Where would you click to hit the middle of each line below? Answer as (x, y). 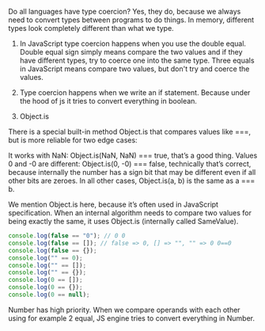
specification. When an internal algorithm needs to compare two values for (130, 213)
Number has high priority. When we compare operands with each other (124, 310)
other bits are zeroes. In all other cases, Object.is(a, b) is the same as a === (132, 181)
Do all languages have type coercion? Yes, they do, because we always (125, 11)
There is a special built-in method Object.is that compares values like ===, (130, 131)
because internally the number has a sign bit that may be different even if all (132, 172)
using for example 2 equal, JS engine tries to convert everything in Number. (132, 318)
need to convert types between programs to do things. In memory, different (131, 20)
